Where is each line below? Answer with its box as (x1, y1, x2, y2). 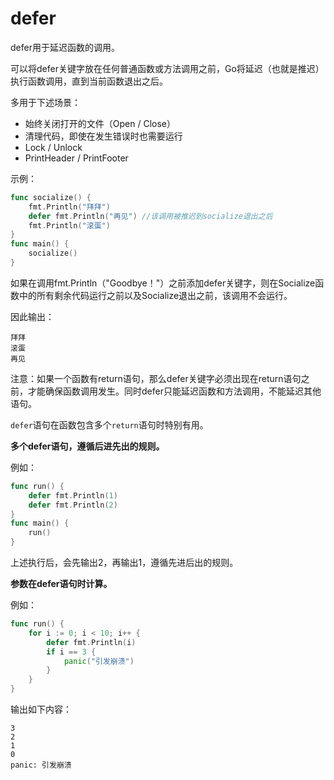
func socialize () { (10, 192, 92, 202)
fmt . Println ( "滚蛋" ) (28, 220, 111, 231)
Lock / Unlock (24, 141, 83, 153)
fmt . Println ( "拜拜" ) (28, 202, 111, 212)
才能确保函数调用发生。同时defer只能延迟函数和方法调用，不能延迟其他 (27, 385, 322, 397)
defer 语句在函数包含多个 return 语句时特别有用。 (10, 418, 209, 431)
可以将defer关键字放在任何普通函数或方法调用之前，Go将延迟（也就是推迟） (10, 62, 325, 74)
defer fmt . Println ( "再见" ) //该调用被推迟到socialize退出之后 (28, 211, 273, 221)
